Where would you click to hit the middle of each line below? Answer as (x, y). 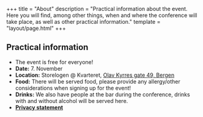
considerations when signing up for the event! (73, 88)
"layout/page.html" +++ (36, 28)
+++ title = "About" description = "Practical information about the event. (97, 9)
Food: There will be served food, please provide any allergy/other (98, 81)
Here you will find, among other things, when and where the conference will (102, 15)
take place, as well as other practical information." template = (83, 22)
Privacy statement (39, 107)
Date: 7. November (39, 68)
